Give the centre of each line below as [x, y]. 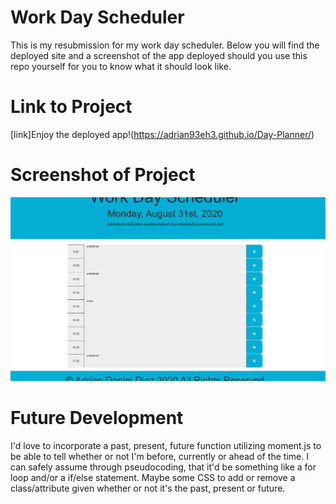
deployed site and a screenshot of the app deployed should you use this [159, 55]
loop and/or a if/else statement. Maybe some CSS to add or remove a [153, 477]
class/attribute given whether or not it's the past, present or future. [148, 488]
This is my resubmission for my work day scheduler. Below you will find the [165, 45]
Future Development [97, 417]
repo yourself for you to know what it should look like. [121, 66]
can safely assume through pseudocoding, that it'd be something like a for [163, 467]
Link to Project [71, 107]
